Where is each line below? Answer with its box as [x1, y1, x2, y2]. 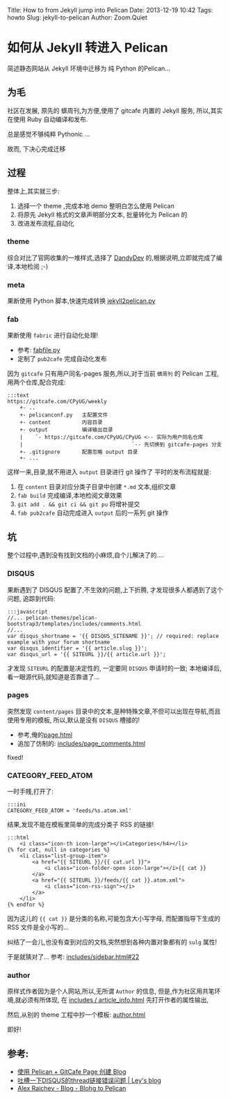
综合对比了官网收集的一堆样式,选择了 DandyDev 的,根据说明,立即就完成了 [7, 254, 217, 262]
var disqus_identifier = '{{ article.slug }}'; [7, 644, 148, 652]
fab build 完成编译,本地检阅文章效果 [17, 491, 123, 500]
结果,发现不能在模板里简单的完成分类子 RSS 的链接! [7, 820, 154, 829]
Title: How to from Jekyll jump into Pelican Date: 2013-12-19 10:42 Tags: [7, 6, 213, 14]
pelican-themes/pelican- [25, 614, 98, 621]
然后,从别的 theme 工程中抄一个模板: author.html [7, 1011, 146, 1019]
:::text [7, 392, 30, 399]
